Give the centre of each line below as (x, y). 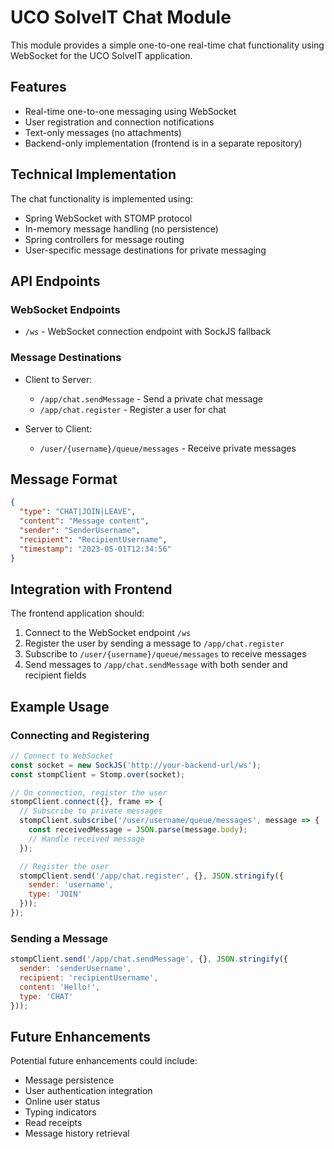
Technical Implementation (93, 174)
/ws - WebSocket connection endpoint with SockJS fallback (148, 332)
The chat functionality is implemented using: (101, 198)
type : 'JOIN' (55, 894)
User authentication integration (88, 1091)
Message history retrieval (77, 1133)
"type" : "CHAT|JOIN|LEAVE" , (78, 512)
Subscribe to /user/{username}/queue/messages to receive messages (165, 654)
